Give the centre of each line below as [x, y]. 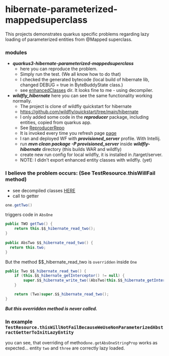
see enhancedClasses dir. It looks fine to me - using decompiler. [87, 90]
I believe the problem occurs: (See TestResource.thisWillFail [80, 173]
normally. [22, 101]
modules [16, 53]
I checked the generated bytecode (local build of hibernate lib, [85, 80]
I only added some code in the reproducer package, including [84, 117]
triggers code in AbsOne [29, 215]
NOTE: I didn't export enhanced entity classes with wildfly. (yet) [86, 160]
